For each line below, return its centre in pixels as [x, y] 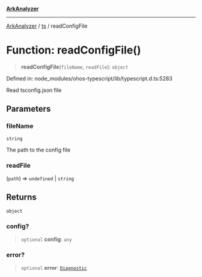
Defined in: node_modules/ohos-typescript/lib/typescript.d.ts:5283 [89, 78]
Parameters [29, 109]
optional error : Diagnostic [54, 268]
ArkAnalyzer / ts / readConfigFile [47, 26]
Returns [22, 197]
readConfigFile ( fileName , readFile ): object [75, 67]
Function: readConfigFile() [74, 50]
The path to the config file [38, 150]
